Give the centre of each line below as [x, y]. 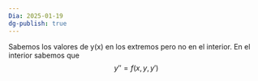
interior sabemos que [44, 55]
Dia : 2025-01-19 [36, 16]
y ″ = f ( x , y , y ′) [136, 68]
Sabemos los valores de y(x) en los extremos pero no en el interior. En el [129, 46]
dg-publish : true [38, 23]
